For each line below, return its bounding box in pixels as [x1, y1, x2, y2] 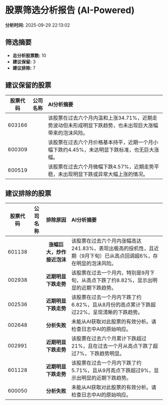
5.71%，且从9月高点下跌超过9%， [71, 367, 154, 374]
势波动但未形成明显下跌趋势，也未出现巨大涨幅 [47, 122, 158, 129]
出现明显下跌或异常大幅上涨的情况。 [62, 171, 148, 178]
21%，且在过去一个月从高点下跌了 [71, 342, 153, 349]
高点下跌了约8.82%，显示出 [86, 277, 152, 284]
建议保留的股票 [5, 81, 51, 90]
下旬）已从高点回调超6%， [89, 252, 153, 259]
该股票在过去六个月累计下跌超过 [71, 335, 146, 342]
